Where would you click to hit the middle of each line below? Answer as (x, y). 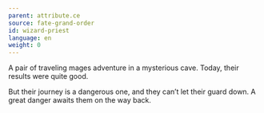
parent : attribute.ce (44, 16)
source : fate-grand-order (51, 23)
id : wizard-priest (39, 30)
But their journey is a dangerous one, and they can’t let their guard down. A (132, 92)
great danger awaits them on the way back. (80, 100)
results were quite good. (48, 76)
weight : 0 (25, 45)
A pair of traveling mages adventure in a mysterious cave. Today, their (124, 68)
